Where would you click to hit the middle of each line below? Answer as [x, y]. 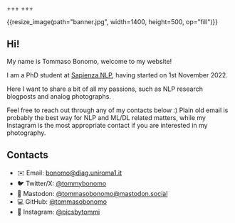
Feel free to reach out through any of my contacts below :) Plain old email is [117, 110]
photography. [26, 133]
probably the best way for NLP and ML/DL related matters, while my [106, 117]
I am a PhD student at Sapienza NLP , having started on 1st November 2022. [117, 75]
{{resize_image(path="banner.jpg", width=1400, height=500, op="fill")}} [113, 22]
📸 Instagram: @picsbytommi [58, 212]
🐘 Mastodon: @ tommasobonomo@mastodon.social [92, 193]
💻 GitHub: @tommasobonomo [62, 201]
